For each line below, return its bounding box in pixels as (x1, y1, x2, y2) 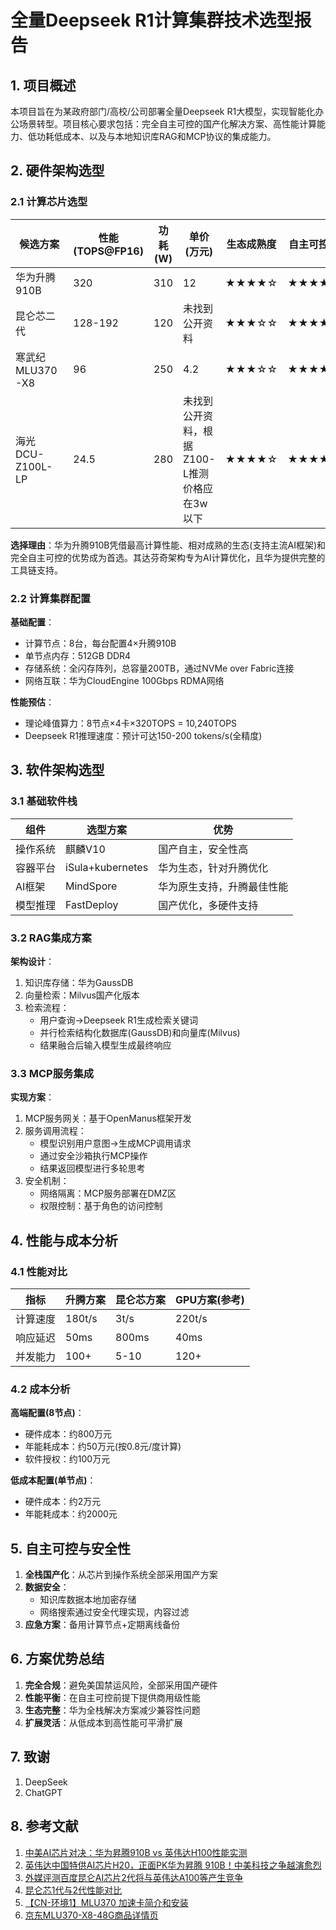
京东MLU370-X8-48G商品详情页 (24, 1909, 159, 1921)
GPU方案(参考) (175, 1292, 245, 1306)
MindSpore (65, 879, 118, 893)
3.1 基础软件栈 (10, 794, 78, 808)
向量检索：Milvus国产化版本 (24, 989, 140, 1001)
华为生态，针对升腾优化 (158, 861, 269, 875)
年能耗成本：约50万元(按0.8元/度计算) (24, 1441, 182, 1453)
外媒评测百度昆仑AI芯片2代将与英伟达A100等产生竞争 (24, 1871, 244, 1883)
